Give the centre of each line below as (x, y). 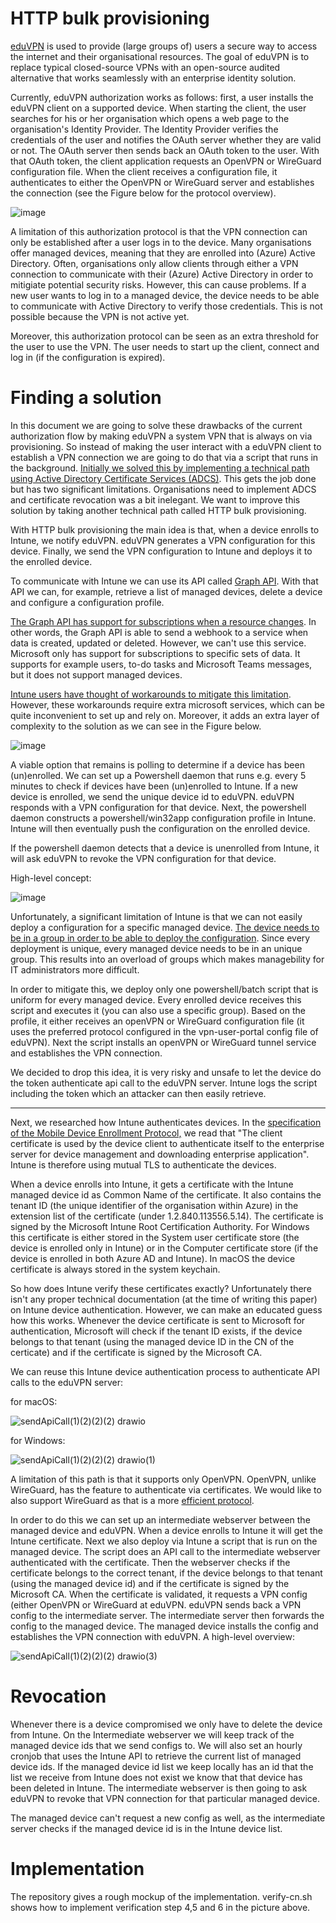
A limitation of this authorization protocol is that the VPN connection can (159, 231)
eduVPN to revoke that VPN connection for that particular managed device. (165, 1798)
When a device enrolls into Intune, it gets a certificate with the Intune (152, 1184)
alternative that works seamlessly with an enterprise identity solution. (153, 78)
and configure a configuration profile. (87, 602)
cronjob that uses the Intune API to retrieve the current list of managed (156, 1756)
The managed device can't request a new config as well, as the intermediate (168, 1818)
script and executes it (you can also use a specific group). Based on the (158, 1010)
